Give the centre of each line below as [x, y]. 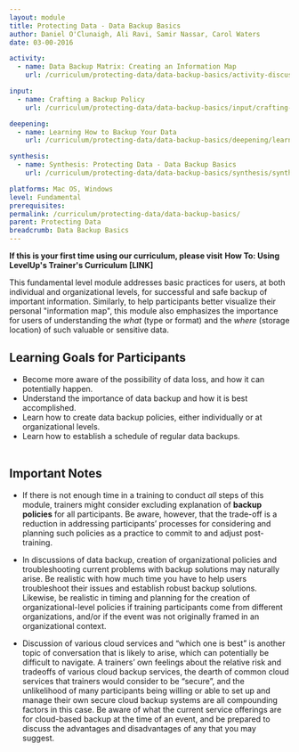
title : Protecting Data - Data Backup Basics [95, 26]
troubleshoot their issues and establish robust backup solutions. [140, 588]
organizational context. [64, 625]
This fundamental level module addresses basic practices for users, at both [148, 282]
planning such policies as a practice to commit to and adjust [132, 533]
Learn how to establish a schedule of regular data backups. [131, 436]
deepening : [29, 124]
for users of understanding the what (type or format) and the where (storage [149, 320]
